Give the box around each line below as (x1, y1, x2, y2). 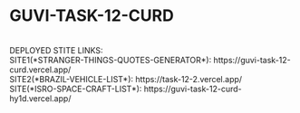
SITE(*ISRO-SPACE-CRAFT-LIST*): (9, 83, 142, 94)
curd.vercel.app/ (9, 64, 72, 75)
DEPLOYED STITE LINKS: (9, 44, 103, 55)
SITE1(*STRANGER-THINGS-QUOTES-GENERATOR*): (9, 54, 212, 65)
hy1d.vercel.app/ (9, 92, 72, 104)
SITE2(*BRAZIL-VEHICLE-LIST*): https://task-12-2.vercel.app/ (9, 73, 243, 84)
